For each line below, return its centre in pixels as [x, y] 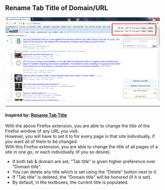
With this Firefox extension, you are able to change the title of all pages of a [82, 147]
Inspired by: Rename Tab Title [36, 115]
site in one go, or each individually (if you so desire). [58, 152]
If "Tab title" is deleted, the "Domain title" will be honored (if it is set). [82, 177]
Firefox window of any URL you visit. [42, 131]
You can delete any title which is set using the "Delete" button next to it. [85, 172]
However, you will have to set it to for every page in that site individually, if [80, 136]
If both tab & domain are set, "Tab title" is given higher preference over [84, 162]
